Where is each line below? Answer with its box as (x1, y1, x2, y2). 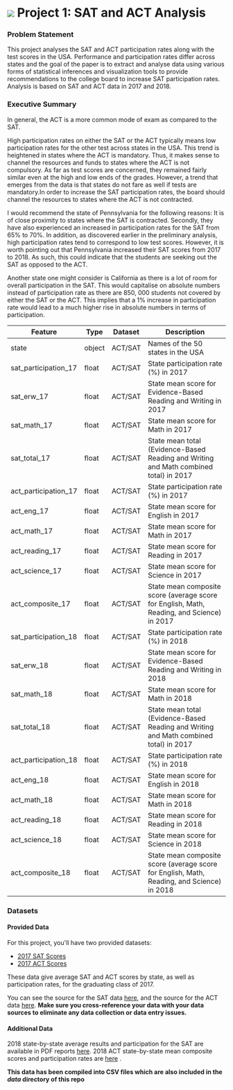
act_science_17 (10, 565, 62, 575)
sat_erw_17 (10, 391, 49, 401)
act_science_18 (10, 835, 62, 844)
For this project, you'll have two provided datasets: (7, 938, 152, 946)
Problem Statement (7, 30, 74, 40)
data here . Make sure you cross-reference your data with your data (7, 1000, 205, 1009)
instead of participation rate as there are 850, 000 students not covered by (7, 288, 221, 296)
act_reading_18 (10, 815, 62, 824)
